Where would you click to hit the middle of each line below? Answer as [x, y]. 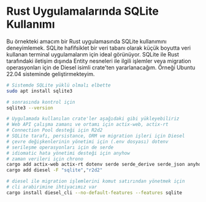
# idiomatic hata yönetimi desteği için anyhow [68, 153]
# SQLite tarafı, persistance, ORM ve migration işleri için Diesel [96, 136]
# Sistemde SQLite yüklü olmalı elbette [59, 85]
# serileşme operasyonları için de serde [60, 147]
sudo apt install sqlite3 [39, 91]
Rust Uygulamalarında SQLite [83, 11]
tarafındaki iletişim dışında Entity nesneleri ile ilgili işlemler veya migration [99, 61]
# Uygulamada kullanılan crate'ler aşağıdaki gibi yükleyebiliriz [93, 119]
